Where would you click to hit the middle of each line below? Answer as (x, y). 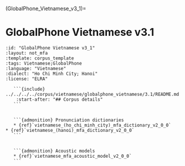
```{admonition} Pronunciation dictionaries (69, 120)
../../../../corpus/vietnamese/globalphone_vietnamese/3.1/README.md (92, 94)
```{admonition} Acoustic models (54, 151)
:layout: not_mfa (27, 53)
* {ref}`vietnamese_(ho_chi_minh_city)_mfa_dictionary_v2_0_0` (92, 125)
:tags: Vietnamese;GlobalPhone (44, 63)
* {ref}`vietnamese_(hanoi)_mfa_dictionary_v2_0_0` (70, 130)
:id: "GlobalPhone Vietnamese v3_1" (50, 48)
